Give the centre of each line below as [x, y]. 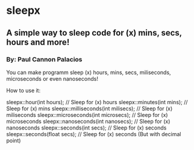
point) [14, 140]
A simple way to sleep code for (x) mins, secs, [94, 33]
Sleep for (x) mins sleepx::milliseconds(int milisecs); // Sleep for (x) [89, 108]
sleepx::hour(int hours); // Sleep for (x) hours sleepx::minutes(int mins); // [97, 102]
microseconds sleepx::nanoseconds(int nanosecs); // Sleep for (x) [88, 121]
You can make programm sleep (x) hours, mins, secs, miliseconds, [89, 72]
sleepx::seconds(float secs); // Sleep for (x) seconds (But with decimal [94, 134]
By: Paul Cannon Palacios [44, 59]
